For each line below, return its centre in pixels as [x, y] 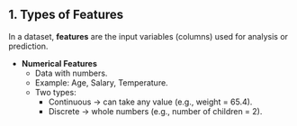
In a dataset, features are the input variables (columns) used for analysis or [148, 36]
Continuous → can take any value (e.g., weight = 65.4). [150, 102]
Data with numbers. [71, 73]
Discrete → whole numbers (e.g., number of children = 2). [155, 111]
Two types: [56, 92]
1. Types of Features [66, 15]
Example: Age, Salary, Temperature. [101, 82]
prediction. [28, 46]
